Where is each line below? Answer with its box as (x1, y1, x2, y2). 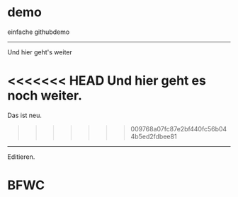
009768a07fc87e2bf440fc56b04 (130, 124, 227, 133)
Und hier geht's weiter (7, 47, 73, 56)
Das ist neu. (7, 111, 42, 119)
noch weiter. (7, 88, 83, 104)
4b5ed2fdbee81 (130, 132, 177, 141)
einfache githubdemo (7, 28, 70, 36)
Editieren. (7, 153, 35, 161)
